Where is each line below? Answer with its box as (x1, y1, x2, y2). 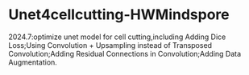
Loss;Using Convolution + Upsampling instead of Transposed (8, 40, 212, 49)
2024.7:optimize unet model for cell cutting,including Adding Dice (8, 32, 226, 41)
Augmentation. (8, 57, 58, 67)
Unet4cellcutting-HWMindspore (8, 6, 230, 24)
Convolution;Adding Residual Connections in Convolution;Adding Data (8, 49, 242, 58)
